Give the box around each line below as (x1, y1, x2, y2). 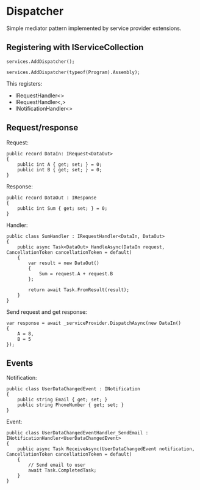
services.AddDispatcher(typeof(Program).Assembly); (6, 69, 140, 75)
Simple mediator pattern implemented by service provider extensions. (6, 24, 182, 32)
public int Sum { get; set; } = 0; (17, 205, 108, 212)
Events (6, 358, 34, 368)
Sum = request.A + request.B (38, 270, 113, 277)
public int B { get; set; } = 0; (17, 166, 102, 173)
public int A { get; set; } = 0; (17, 161, 102, 168)
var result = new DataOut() (28, 260, 99, 266)
